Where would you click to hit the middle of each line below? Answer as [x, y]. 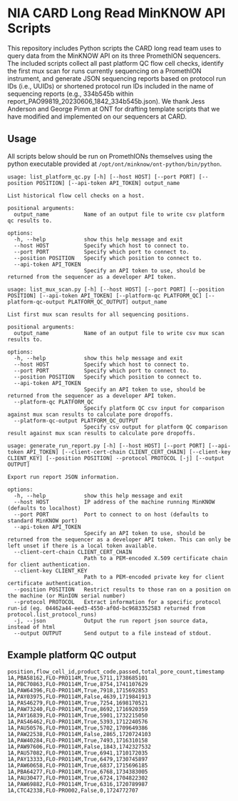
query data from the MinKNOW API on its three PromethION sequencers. [114, 56]
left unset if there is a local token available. [83, 546]
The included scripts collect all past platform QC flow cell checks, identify [116, 63]
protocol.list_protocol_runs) [52, 615]
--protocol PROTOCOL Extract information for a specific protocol [118, 602]
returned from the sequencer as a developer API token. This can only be [119, 539]
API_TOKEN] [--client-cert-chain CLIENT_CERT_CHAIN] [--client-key [129, 452]
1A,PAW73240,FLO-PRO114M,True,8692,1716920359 [78, 709]
